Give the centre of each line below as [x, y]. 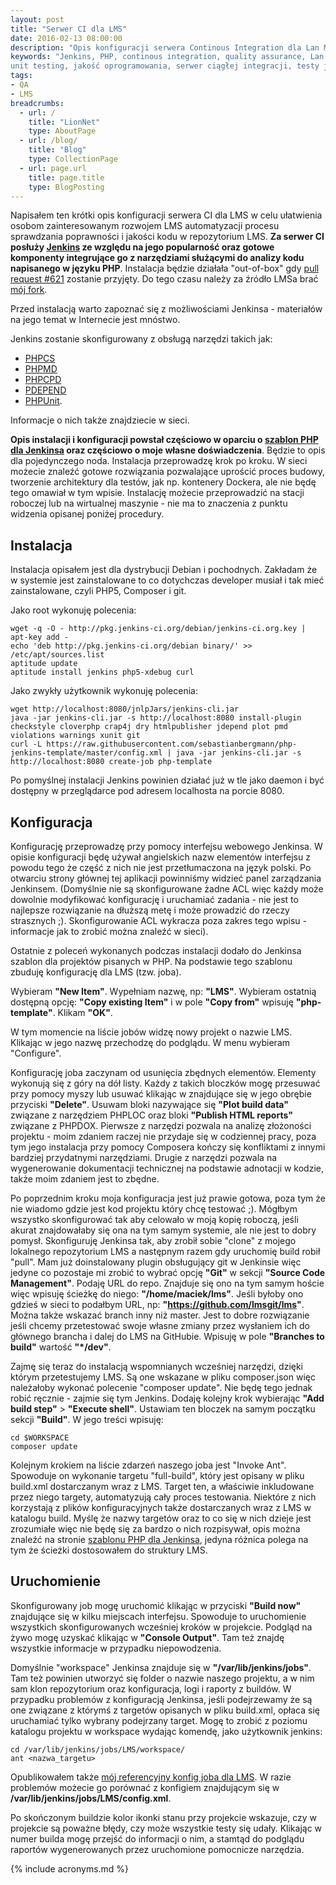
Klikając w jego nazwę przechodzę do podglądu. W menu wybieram [150, 1042]
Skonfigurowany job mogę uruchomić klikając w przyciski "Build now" [156, 1605]
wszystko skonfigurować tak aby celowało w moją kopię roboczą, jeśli [154, 1219]
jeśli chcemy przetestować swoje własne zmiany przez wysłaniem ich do [160, 1325]
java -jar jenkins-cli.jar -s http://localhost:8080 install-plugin [156, 718]
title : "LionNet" [64, 122]
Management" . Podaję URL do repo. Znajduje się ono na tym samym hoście [167, 1283]
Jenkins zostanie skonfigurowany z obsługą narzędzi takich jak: [141, 339]
